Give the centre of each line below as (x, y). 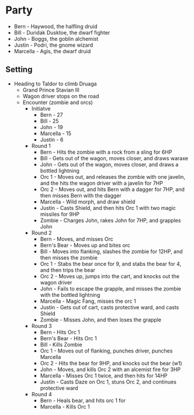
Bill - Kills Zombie (61, 344)
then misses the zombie (69, 257)
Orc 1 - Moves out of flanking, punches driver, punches (106, 351)
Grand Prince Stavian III (51, 90)
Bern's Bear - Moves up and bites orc (85, 245)
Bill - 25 (49, 121)
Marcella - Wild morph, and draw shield (88, 202)
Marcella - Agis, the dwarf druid (52, 51)
